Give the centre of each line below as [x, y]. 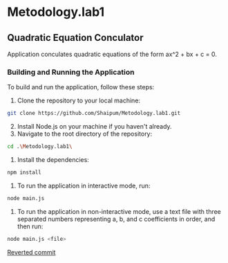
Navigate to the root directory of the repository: [85, 134]
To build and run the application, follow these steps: [81, 87]
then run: [30, 226]
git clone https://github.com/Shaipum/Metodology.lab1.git [94, 114]
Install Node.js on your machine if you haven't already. [94, 127]
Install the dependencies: [53, 160]
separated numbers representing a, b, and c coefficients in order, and [116, 219]
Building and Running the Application [71, 72]
